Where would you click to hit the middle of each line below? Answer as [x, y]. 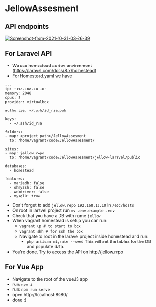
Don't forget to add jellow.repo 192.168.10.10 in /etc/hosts [73, 205]
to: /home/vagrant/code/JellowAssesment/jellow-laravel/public [75, 157]
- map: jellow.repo [25, 153]
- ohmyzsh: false [27, 187]
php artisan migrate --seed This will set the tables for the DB [89, 241]
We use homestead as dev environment [52, 65]
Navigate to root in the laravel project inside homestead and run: [84, 236]
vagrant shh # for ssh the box [51, 231]
